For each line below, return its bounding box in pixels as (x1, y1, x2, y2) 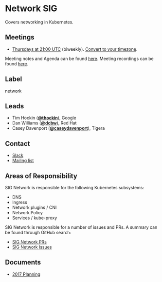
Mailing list (12, 158, 34, 163)
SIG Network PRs (12, 239, 47, 244)
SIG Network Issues (12, 244, 52, 250)
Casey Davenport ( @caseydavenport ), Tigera (12, 125, 105, 131)
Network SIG (5, 3, 57, 14)
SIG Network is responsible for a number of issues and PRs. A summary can (5, 224, 158, 230)
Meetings (5, 33, 35, 41)
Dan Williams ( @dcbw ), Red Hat (12, 120, 77, 126)
